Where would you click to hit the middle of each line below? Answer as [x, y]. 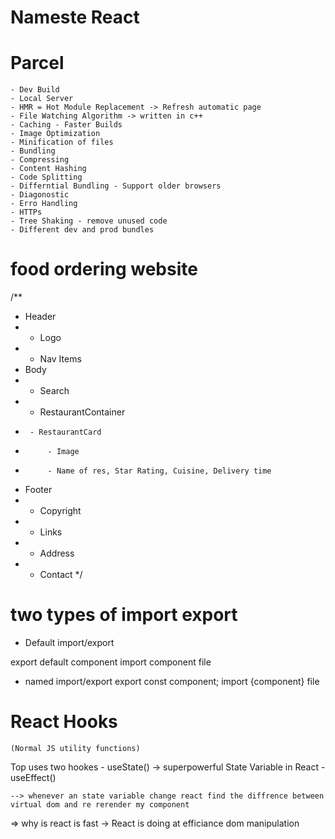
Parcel [37, 63]
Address [57, 553]
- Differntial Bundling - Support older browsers [116, 186]
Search [54, 391]
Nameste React [75, 17]
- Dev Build [35, 90]
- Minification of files [62, 142]
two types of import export [124, 615]
